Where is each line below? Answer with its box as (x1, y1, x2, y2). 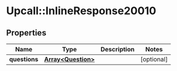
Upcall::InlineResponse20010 (6, 4, 157, 18)
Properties (6, 28, 47, 38)
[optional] (140, 55, 168, 63)
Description (100, 46, 135, 53)
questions (9, 55, 39, 63)
